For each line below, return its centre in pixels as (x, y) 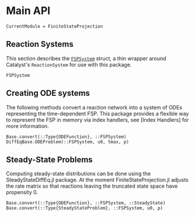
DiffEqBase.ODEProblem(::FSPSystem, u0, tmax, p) (68, 142)
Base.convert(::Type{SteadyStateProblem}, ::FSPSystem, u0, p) (85, 208)
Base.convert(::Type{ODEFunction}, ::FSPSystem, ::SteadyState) (86, 203)
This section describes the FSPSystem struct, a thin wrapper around (86, 58)
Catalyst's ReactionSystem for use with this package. (69, 64)
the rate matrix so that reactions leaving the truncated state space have (92, 186)
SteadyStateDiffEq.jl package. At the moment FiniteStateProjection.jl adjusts (97, 180)
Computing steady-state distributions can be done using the (78, 174)
